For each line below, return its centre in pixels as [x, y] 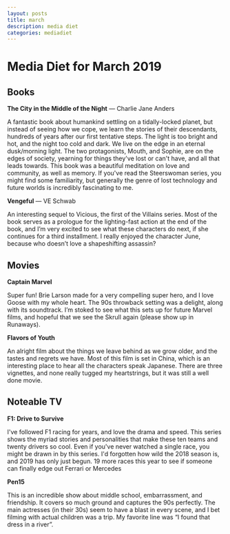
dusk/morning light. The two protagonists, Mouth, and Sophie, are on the [111, 151]
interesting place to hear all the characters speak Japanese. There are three [115, 366]
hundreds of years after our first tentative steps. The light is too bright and [113, 137]
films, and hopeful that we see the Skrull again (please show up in [101, 317]
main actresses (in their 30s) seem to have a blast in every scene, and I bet [114, 509]
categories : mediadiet [40, 33]
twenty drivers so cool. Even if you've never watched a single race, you [108, 446]
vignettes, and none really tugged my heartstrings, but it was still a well [108, 373]
